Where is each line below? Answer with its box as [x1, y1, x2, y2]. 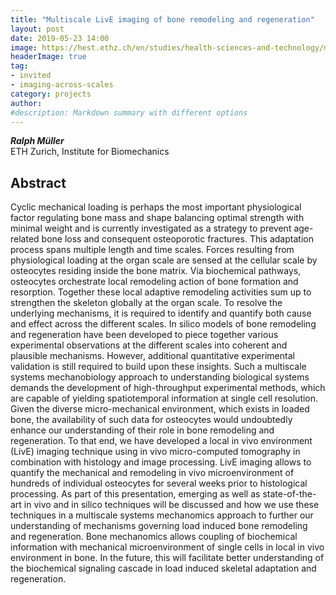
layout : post [10, 24, 65, 34]
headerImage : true [10, 52, 87, 62]
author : [10, 98, 43, 108]
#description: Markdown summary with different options [10, 107, 248, 118]
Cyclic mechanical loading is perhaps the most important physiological [10, 201, 302, 213]
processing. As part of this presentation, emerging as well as [10, 488, 261, 500]
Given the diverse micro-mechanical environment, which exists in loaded [10, 403, 310, 415]
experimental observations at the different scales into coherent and [10, 339, 288, 351]
